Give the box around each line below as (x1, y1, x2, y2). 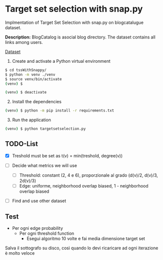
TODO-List (5, 140, 38, 148)
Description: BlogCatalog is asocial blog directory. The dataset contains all (5, 34, 156, 40)
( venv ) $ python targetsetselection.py (5, 127, 86, 131)
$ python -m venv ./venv (5, 72, 55, 77)
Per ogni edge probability (12, 225, 63, 231)
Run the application (12, 117, 51, 123)
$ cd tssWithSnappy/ (5, 67, 47, 73)
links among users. (5, 39, 43, 45)
